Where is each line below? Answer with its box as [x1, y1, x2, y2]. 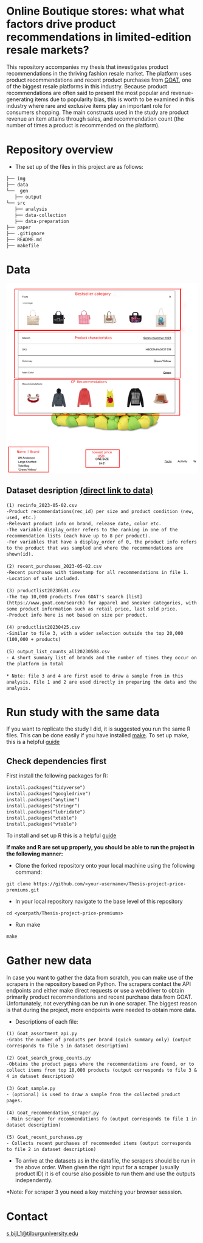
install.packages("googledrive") [6, 791, 91, 797]
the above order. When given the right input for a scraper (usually [15, 1164, 179, 1171]
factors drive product [6, 17, 116, 31]
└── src [6, 200, 26, 206]
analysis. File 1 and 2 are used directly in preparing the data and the [6, 679, 198, 685]
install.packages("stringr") [6, 803, 80, 809]
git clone [6, 881, 32, 887]
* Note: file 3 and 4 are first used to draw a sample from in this [6, 673, 184, 679]
